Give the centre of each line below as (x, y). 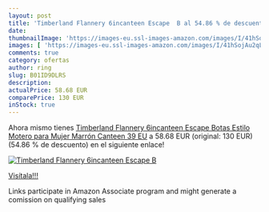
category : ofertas (39, 61)
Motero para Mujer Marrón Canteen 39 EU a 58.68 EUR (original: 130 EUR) (131, 136)
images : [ (25, 46)
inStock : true (32, 105)
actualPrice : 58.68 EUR (48, 90)
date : (17, 30)
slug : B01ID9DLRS (37, 75)
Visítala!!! (23, 176)
